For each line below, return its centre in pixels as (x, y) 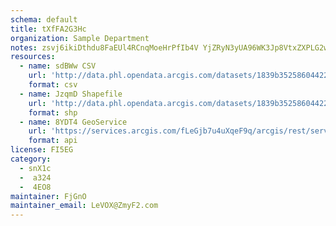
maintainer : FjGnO (48, 196)
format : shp (53, 112)
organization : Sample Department (80, 38)
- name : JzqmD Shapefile (71, 94)
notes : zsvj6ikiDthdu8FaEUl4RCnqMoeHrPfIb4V (104, 47)
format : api (53, 141)
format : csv (53, 85)
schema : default (44, 19)
